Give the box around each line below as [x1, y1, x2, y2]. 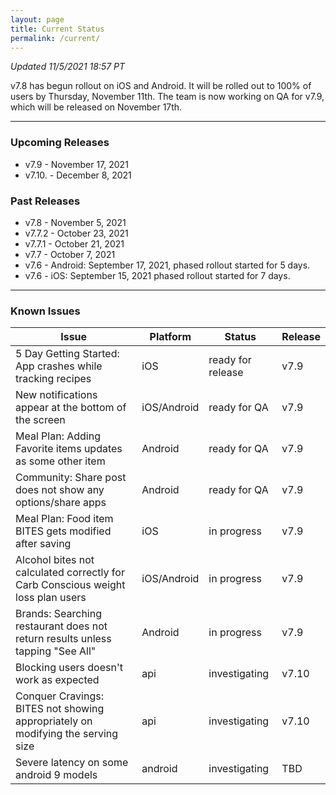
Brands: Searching [15, 607, 102, 621]
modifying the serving [15, 727, 119, 741]
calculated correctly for [15, 566, 125, 580]
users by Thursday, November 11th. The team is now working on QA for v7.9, [10, 91, 325, 103]
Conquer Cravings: [15, 689, 104, 703]
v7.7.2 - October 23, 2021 [24, 227, 129, 239]
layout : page [10, 14, 65, 25]
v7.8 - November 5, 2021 [24, 216, 127, 228]
